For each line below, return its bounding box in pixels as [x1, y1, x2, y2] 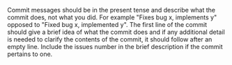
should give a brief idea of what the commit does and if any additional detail [7, 28, 225, 36]
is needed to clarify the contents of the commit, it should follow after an [7, 35, 212, 44]
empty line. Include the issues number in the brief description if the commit [7, 43, 223, 50]
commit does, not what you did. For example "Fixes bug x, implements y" [7, 13, 217, 21]
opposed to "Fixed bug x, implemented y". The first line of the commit [7, 21, 208, 28]
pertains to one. [7, 50, 53, 58]
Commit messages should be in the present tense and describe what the [7, 6, 216, 14]
